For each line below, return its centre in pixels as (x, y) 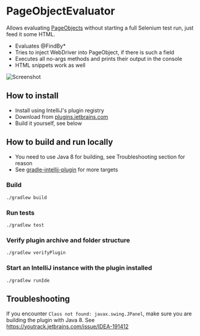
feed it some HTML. (31, 34)
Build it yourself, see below (48, 123)
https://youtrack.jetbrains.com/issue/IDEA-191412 (67, 326)
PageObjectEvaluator (61, 11)
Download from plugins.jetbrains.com (61, 116)
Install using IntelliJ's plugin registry (59, 110)
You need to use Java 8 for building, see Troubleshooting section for (100, 157)
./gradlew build (27, 197)
